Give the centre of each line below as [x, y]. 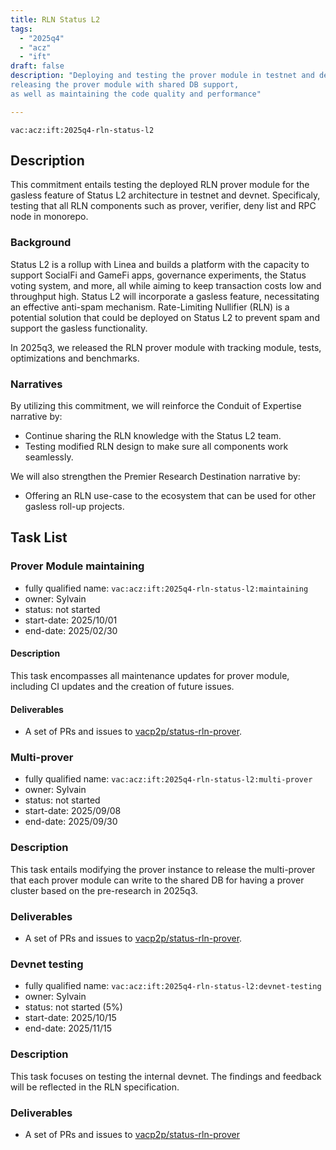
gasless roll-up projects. [74, 507]
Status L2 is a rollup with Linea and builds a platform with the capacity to [160, 264]
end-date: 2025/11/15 [68, 1028]
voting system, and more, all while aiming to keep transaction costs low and [166, 285]
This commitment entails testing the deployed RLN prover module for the [160, 185]
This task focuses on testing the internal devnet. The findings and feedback [166, 1076]
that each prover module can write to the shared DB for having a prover [157, 880]
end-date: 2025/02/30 [71, 630]
